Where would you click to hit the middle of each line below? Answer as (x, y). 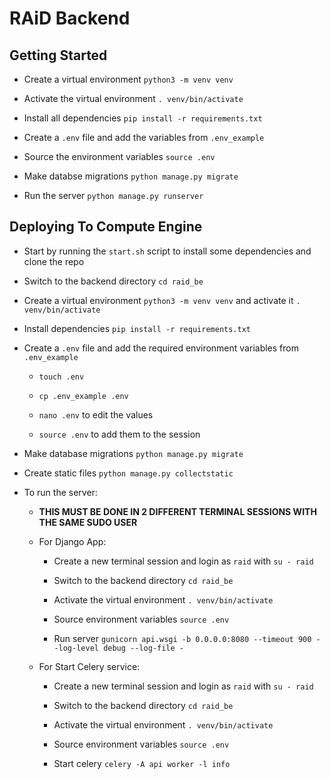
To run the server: (60, 492)
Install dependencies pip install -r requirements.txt (137, 328)
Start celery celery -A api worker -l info (142, 763)
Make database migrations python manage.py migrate (133, 453)
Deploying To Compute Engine (106, 227)
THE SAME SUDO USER (88, 522)
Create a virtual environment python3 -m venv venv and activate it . (162, 300)
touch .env (61, 377)
